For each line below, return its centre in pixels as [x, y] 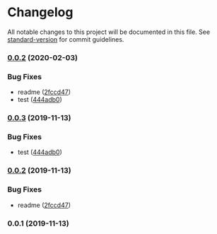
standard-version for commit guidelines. [66, 39]
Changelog [40, 12]
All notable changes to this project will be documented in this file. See [109, 32]
